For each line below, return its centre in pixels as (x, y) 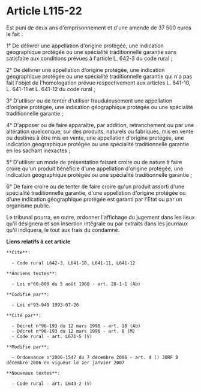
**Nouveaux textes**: (33, 373)
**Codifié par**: (28, 294)
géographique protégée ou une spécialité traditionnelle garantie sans (91, 52)
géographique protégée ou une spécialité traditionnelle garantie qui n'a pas (99, 76)
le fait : (15, 34)
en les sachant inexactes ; (38, 150)
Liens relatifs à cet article (38, 242)
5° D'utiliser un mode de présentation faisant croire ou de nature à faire (94, 162)
